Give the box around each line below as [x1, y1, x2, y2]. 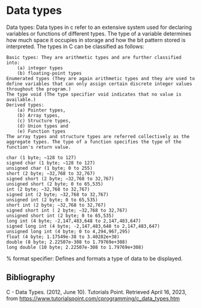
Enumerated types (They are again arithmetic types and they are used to [6, 75, 196, 81]
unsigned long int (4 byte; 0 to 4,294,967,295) [6, 228, 131, 234]
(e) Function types [17, 128, 66, 134]
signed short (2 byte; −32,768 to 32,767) [6, 175, 114, 181]
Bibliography [6, 272, 55, 283]
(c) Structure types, [17, 118, 71, 124]
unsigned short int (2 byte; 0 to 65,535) [6, 212, 114, 219]
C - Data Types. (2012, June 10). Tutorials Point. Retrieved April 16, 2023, [6, 288, 187, 295]
